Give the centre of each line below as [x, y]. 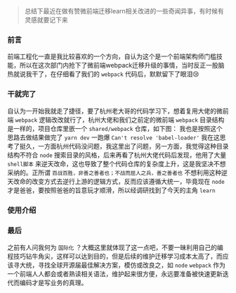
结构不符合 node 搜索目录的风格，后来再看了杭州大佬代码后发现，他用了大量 [117, 155]
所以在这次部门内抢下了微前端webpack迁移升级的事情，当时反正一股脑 [122, 66]
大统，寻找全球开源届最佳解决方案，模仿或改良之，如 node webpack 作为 [123, 265]
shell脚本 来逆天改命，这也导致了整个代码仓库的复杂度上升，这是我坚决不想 [117, 163]
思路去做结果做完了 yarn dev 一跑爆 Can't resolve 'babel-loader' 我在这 [113, 137]
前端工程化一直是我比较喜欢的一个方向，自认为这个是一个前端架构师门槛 [112, 56]
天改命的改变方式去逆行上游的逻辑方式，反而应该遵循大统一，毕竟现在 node [116, 181]
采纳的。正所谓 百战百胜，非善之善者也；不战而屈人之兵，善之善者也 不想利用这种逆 [118, 173]
